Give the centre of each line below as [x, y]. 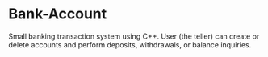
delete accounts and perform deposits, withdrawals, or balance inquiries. [130, 44]
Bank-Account [58, 14]
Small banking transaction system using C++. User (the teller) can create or [134, 36]
